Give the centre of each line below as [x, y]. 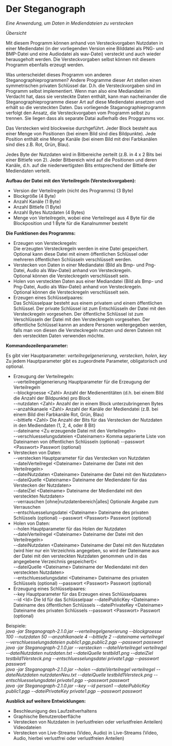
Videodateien [27, 727]
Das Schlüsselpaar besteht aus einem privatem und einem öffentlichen [88, 303]
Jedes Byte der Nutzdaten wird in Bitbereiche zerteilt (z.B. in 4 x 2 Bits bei [84, 154]
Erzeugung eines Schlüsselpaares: [50, 588]
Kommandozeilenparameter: [37, 345]
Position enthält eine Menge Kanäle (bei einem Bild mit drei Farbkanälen [82, 139]
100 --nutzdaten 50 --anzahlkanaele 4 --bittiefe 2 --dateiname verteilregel [85, 636]
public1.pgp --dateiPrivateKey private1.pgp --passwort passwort [74, 691]
